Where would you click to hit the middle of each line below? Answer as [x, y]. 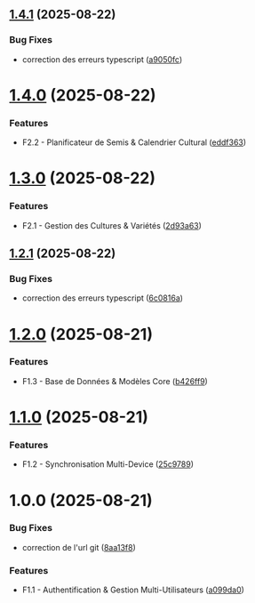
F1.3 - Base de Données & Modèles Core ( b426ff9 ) [115, 381]
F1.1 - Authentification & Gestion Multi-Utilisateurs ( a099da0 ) [133, 590]
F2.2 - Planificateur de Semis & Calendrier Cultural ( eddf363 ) [134, 142]
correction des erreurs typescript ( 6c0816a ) [103, 298]
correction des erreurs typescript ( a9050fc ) [102, 59]
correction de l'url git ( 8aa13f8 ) [79, 547]
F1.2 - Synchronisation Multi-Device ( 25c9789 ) [108, 464]
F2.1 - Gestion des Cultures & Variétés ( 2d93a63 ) [112, 225]
